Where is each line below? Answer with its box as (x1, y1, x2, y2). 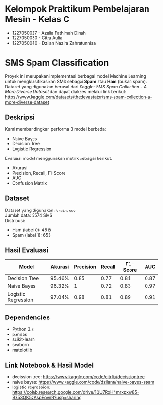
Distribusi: (5, 217, 25, 223)
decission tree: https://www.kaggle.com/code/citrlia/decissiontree (12, 373, 145, 380)
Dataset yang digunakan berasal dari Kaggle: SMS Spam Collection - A (5, 84, 147, 89)
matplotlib (12, 347, 33, 353)
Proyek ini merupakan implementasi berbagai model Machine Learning (5, 73, 147, 79)
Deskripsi (5, 113, 35, 122)
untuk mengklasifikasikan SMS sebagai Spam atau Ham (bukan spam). (5, 78, 147, 84)
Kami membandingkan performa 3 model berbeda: (5, 126, 106, 132)
